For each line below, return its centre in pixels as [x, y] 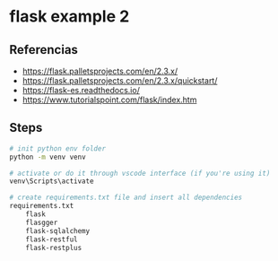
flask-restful [52, 239]
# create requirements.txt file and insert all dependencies [126, 198]
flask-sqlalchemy [58, 231]
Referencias [44, 50]
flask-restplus [54, 248]
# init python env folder [57, 148]
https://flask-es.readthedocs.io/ [81, 90]
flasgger [42, 222]
